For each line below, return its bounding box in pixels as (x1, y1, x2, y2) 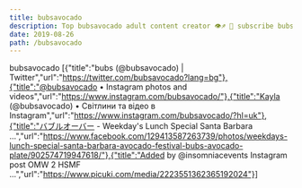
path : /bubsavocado (9, 38, 83, 47)
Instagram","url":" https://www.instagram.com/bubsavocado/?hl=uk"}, (9, 110, 268, 121)
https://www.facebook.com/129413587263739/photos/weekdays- (42, 131, 288, 141)
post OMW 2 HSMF (9, 159, 81, 170)
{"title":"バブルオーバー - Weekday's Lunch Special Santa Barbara (9, 121, 253, 132)
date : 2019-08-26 (9, 30, 75, 38)
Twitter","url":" (9, 73, 63, 83)
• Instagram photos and (99, 81, 188, 92)
